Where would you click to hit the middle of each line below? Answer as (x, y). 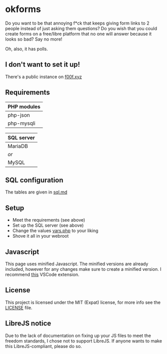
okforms (23, 9)
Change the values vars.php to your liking (55, 231)
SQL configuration (34, 180)
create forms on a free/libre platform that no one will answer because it (78, 34)
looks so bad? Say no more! (34, 39)
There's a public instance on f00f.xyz (43, 77)
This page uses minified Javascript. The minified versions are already (77, 264)
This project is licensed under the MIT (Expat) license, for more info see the (83, 302)
